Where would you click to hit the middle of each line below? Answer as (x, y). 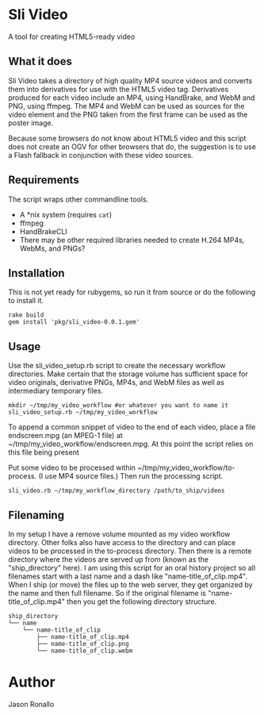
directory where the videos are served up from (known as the (108, 559)
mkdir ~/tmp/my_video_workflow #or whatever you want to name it (118, 406)
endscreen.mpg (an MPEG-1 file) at (65, 436)
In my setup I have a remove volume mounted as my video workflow (119, 534)
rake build (26, 315)
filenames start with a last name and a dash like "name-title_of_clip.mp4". (128, 576)
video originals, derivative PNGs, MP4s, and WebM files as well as (116, 382)
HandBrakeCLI (43, 231)
